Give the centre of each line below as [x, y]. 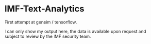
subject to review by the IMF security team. [48, 36]
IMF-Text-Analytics [44, 9]
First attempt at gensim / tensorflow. [41, 22]
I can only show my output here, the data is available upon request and [75, 31]
